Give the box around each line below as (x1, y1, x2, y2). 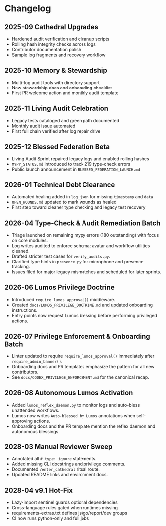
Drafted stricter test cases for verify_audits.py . (11, 253, 110, 259)
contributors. (11, 369, 39, 375)
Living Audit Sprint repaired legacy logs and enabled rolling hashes (11, 156, 150, 162)
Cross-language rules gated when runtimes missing (11, 505, 118, 511)
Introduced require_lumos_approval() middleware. (11, 296, 115, 302)
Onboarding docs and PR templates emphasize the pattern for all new (11, 363, 155, 369)
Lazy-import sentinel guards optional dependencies (11, 499, 118, 505)
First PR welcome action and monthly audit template (11, 90, 119, 96)
